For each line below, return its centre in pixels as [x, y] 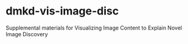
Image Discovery [27, 34]
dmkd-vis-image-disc [62, 11]
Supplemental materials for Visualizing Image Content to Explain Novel [94, 28]
